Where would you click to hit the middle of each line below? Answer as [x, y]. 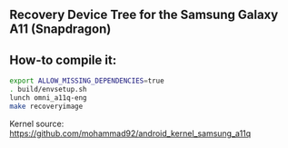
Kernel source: [37, 123]
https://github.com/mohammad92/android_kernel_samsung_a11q [130, 133]
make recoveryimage [46, 106]
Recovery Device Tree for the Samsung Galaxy [144, 15]
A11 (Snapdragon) [60, 30]
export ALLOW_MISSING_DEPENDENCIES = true [87, 81]
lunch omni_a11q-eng [49, 98]
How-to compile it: [63, 59]
